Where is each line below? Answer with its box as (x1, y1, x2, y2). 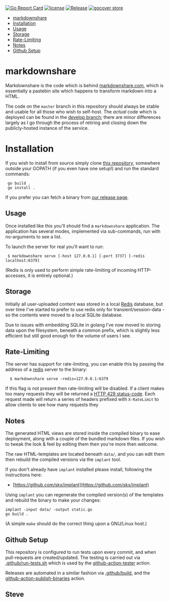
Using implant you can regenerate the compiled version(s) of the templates (5, 492, 164, 498)
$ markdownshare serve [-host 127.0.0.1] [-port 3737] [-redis (7, 253, 145, 258)
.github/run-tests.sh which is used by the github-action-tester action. (5, 559, 151, 566)
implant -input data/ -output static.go (5, 507, 93, 512)
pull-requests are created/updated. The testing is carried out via (5, 554, 140, 560)
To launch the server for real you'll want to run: (5, 244, 104, 250)
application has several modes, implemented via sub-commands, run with (5, 228, 161, 234)
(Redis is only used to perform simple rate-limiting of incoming (5, 267, 137, 273)
